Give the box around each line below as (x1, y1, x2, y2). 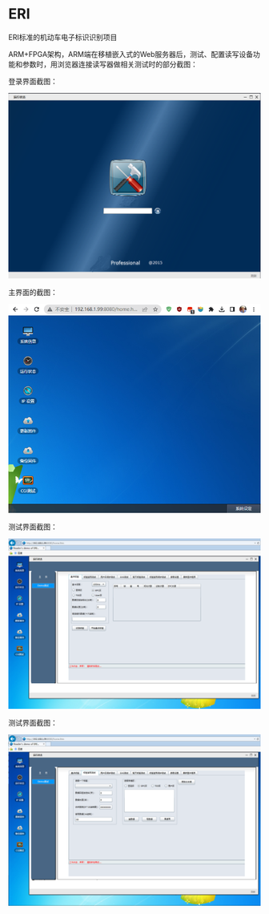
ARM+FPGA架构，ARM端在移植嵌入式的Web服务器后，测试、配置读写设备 (8, 49, 254, 59)
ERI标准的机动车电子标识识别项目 (8, 32, 118, 42)
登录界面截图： (8, 76, 58, 86)
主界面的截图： (8, 287, 58, 297)
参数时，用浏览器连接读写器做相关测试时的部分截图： (22, 59, 198, 69)
